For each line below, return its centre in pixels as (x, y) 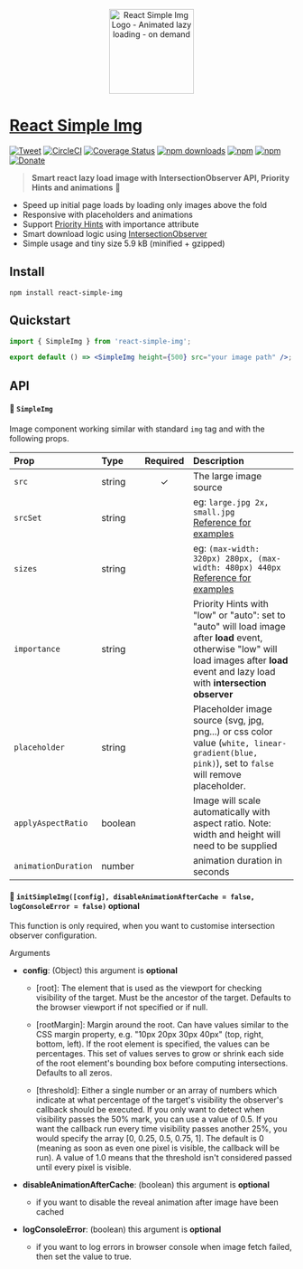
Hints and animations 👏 (76, 187)
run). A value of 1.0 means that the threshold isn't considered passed (164, 1158)
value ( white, (221, 743)
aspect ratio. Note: (232, 823)
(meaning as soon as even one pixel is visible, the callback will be (157, 1148)
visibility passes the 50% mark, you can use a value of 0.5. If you (156, 1119)
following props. (39, 438)
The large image (227, 476)
